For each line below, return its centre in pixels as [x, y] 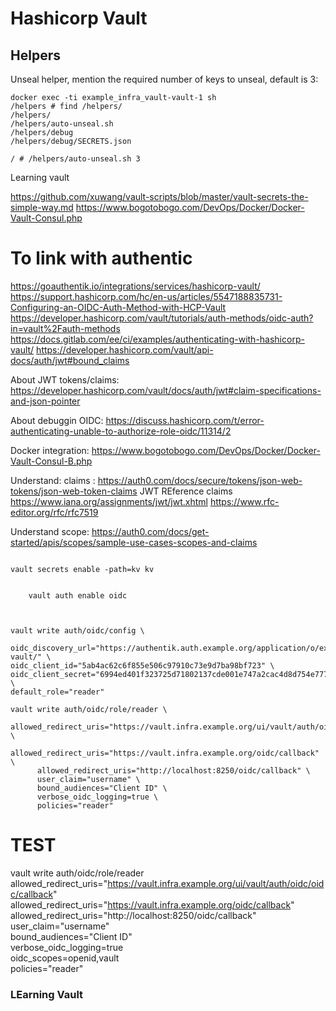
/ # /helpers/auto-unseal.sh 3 [75, 159]
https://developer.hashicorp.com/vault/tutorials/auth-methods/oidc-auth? [162, 318]
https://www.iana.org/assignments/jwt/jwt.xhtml [109, 501]
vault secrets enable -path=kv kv [82, 569]
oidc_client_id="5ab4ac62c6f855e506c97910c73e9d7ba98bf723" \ [142, 665]
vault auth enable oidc [78, 595]
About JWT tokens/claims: [65, 379]
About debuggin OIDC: [57, 420]
